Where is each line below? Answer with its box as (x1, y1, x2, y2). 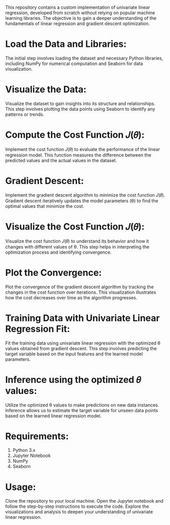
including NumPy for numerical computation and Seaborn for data (5, 60, 143, 67)
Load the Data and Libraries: (5, 38, 127, 50)
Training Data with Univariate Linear (5, 312, 160, 324)
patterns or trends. (5, 111, 45, 117)
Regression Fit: (5, 323, 70, 334)
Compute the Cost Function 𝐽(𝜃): (5, 129, 145, 141)
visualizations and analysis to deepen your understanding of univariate (5, 509, 153, 515)
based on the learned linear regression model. (5, 413, 102, 419)
